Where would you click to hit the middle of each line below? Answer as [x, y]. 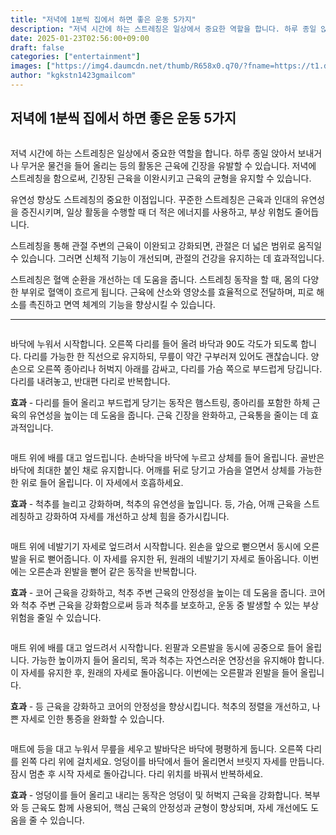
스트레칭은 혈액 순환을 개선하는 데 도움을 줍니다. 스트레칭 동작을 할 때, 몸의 [155, 279]
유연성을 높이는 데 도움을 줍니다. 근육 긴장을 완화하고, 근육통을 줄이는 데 [168, 415]
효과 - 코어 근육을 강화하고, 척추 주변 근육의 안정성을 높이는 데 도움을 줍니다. [158, 592]
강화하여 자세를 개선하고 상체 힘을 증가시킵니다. [137, 516]
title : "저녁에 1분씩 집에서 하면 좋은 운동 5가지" [103, 19]
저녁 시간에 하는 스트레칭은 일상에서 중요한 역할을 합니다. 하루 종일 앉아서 [153, 153]
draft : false [37, 47]
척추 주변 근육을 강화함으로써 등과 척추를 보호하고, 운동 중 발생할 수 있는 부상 [170, 605]
